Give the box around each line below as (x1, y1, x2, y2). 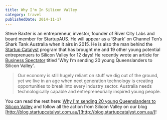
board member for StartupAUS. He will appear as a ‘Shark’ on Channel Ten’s (5, 36, 162, 42)
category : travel (5, 12, 42, 17)
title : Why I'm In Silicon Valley (5, 7, 78, 13)
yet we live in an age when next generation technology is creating (17, 78, 154, 84)
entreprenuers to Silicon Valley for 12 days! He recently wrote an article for (5, 52, 159, 58)
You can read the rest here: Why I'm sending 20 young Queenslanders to (5, 98, 156, 104)
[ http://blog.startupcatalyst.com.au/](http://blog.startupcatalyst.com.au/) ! (5, 109, 157, 115)
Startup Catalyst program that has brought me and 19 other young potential (5, 46, 160, 53)
